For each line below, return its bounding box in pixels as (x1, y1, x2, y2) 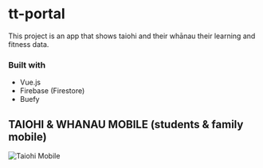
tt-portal (8, 5, 65, 23)
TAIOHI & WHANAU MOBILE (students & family (8, 117, 244, 131)
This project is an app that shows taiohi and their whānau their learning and (8, 31, 256, 41)
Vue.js (19, 77, 41, 88)
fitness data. (8, 39, 49, 49)
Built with (8, 59, 46, 70)
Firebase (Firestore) (19, 86, 85, 96)
